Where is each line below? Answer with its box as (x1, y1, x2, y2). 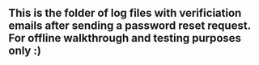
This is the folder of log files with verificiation (8, 6, 242, 20)
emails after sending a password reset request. (8, 19, 251, 33)
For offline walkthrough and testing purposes (8, 31, 241, 45)
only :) (8, 44, 42, 58)
